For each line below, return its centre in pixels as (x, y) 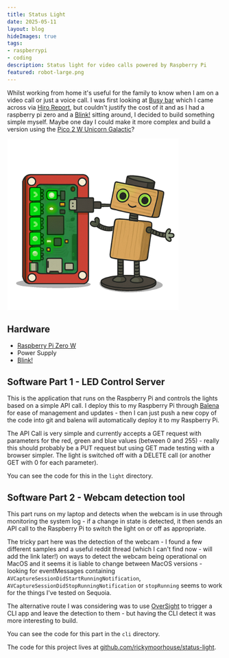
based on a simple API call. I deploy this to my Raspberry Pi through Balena (113, 406)
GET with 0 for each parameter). (53, 463)
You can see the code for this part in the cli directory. (84, 634)
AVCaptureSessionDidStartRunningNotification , (74, 578)
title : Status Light (37, 14)
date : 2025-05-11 (32, 22)
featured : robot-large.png (46, 72)
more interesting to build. (43, 621)
